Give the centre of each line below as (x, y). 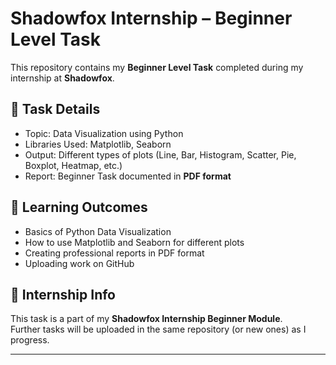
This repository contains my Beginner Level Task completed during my (157, 67)
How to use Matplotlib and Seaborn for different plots (134, 242)
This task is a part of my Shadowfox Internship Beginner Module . (146, 319)
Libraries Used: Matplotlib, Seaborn (98, 144)
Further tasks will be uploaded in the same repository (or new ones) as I (158, 329)
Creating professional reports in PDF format (114, 253)
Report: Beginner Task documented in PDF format (128, 176)
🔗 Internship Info (63, 294)
